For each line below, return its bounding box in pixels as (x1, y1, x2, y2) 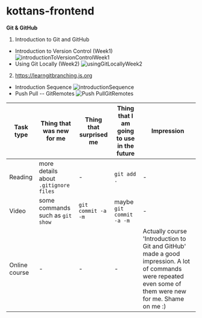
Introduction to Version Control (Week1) (14, 47, 113, 55)
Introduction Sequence (14, 83, 72, 91)
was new (43, 126, 69, 135)
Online (9, 260, 28, 269)
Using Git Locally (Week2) (14, 60, 80, 67)
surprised (79, 130, 108, 139)
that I (118, 111, 133, 120)
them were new (142, 287, 186, 295)
